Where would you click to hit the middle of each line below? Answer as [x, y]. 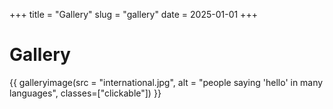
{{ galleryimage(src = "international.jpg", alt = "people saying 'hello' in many [166, 82]
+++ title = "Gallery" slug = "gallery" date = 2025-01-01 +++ [133, 14]
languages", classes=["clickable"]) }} [85, 93]
